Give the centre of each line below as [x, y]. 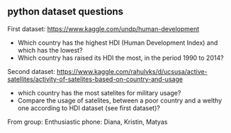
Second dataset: [31, 71]
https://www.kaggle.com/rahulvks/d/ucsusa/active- [132, 71]
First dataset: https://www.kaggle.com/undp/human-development [103, 28]
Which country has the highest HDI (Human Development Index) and [118, 43]
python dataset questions [66, 12]
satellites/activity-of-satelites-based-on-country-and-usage [95, 79]
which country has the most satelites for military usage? [99, 92]
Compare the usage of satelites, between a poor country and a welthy [120, 100]
